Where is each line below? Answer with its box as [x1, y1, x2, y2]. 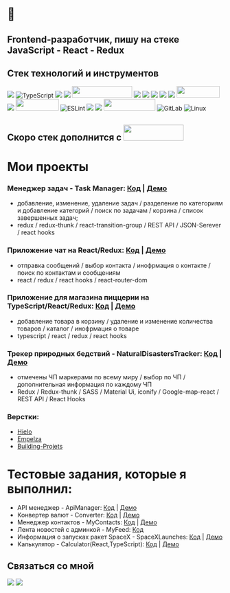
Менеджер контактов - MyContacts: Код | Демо [16, 518, 158, 526]
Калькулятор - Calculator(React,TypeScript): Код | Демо [16, 540, 180, 548]
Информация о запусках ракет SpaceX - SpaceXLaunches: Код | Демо [16, 533, 223, 541]
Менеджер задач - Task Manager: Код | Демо [7, 183, 168, 193]
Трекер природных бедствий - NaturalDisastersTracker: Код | [7, 348, 222, 358]
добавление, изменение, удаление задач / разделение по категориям [16, 199, 223, 208]
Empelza [16, 435, 43, 443]
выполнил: [7, 481, 73, 497]
